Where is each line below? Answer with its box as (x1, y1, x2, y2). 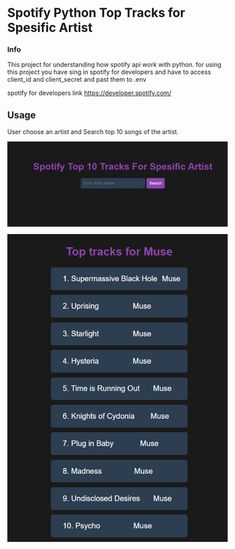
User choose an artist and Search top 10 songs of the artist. (7, 128, 179, 136)
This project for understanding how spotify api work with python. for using (7, 61, 222, 69)
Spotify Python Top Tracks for (7, 5, 185, 21)
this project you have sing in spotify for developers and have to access (7, 68, 211, 76)
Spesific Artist (7, 20, 93, 36)
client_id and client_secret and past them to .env (7, 75, 147, 84)
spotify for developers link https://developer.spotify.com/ (7, 89, 171, 97)
